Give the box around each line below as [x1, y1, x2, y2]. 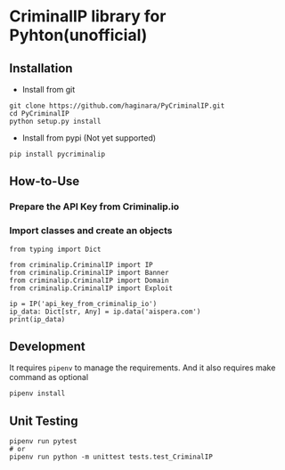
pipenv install [9, 389, 66, 398]
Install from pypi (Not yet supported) [21, 133, 157, 143]
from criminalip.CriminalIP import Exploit [9, 283, 174, 293]
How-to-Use [9, 174, 80, 189]
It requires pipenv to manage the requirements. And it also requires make [9, 362, 276, 373]
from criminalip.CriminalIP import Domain [9, 276, 169, 285]
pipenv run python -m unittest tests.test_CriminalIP [9, 452, 214, 462]
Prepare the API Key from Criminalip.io [9, 200, 180, 213]
